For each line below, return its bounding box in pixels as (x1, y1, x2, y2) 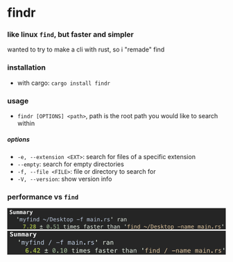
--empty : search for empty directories (17, 160, 125, 168)
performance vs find (7, 192, 79, 202)
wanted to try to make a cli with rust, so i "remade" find (7, 45, 165, 54)
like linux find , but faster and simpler (7, 30, 134, 40)
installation (7, 63, 46, 72)
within (17, 120, 35, 128)
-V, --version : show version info (17, 175, 112, 183)
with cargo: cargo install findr (17, 79, 111, 87)
